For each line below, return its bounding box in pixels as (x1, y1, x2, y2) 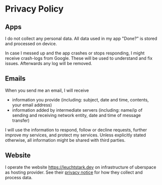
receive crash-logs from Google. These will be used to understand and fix (5, 55, 153, 61)
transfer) (12, 118, 30, 123)
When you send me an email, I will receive (5, 87, 89, 93)
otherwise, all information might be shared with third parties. (5, 137, 126, 143)
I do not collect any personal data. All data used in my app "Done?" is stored (5, 35, 158, 41)
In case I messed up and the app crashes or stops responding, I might (5, 50, 145, 56)
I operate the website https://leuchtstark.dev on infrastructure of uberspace (5, 164, 157, 170)
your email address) (12, 102, 52, 108)
